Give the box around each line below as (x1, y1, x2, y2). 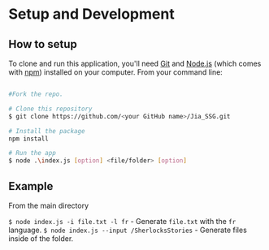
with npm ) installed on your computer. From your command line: (8, 67, 223, 77)
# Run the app (8, 149, 57, 157)
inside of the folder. (8, 233, 74, 244)
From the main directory (8, 200, 89, 210)
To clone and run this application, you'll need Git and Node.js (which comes (8, 58, 262, 68)
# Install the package (8, 127, 85, 135)
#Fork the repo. (8, 90, 63, 98)
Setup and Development (8, 5, 175, 24)
